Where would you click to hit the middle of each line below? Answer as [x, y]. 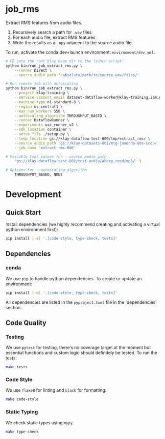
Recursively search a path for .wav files [52, 32]
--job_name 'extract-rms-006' [45, 148]
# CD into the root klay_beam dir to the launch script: [65, 61]
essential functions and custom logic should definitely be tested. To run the [82, 353]
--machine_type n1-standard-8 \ [47, 102]
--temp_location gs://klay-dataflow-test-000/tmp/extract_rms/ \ [82, 139]
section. [14, 307]
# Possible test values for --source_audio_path [56, 157]
